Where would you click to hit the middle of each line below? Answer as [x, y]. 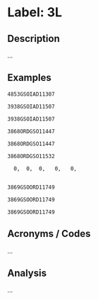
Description [33, 39]
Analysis [27, 273]
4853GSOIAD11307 [31, 94]
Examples [29, 78]
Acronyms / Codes [49, 234]
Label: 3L [35, 12]
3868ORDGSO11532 [31, 156]
